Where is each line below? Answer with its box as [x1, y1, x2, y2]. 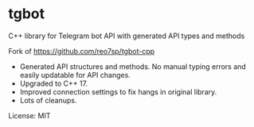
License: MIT [8, 110, 51, 120]
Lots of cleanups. [19, 95, 77, 105]
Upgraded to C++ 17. [19, 79, 88, 88]
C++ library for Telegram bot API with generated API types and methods [8, 31, 245, 40]
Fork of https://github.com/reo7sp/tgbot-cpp [8, 46, 155, 56]
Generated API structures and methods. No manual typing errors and [19, 61, 247, 71]
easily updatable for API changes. [19, 70, 131, 79]
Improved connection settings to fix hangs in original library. [19, 87, 217, 96]
